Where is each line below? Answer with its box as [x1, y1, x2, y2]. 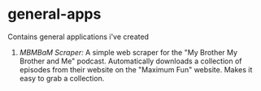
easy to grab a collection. [19, 73, 105, 83]
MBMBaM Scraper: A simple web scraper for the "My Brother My [19, 47, 237, 57]
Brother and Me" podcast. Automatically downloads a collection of [19, 56, 242, 66]
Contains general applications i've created [7, 32, 150, 41]
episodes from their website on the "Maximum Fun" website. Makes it [19, 64, 253, 74]
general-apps [7, 5, 102, 24]
